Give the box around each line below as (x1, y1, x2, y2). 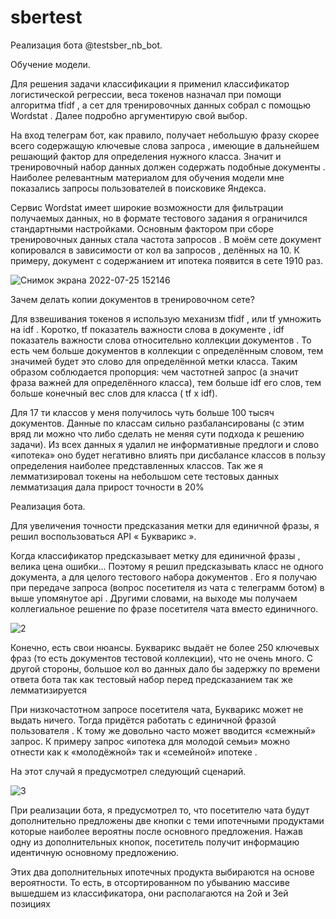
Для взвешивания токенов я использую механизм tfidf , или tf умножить (10, 312, 322, 325)
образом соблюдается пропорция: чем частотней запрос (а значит (10, 366, 299, 378)
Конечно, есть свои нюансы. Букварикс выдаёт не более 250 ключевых (10, 641, 320, 653)
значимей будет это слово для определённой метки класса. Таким (10, 355, 298, 367)
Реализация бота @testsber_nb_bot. (10, 39, 163, 51)
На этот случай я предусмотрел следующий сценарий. (10, 765, 247, 777)
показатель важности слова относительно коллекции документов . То (10, 334, 312, 346)
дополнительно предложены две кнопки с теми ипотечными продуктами (10, 814, 325, 826)
